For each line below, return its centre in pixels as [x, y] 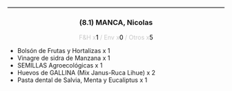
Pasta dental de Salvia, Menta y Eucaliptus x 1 [82, 80]
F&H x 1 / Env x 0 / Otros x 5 [116, 37]
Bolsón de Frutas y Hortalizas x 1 [64, 51]
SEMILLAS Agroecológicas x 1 [60, 65]
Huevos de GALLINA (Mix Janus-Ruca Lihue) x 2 [86, 73]
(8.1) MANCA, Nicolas [116, 22]
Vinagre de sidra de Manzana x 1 [64, 58]
